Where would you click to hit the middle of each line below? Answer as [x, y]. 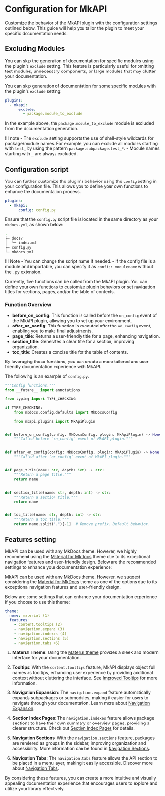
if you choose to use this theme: [38, 602]
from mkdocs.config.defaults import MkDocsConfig [66, 412]
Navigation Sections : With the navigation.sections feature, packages [83, 738]
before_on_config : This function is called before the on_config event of [84, 315]
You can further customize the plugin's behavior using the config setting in [81, 181]
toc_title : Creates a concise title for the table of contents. [70, 352]
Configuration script [37, 169]
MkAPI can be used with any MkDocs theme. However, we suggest [73, 577]
